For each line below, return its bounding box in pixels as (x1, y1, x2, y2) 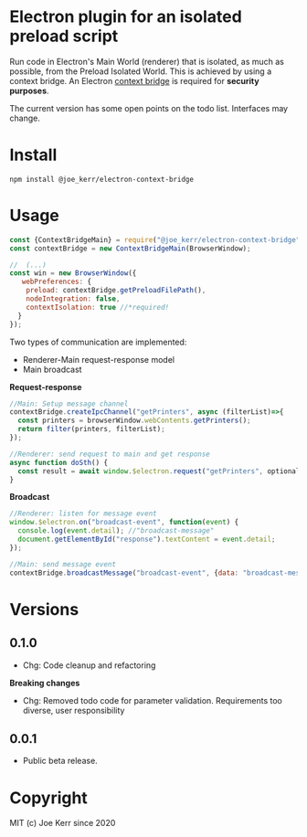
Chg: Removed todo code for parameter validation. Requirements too (22, 694, 283, 705)
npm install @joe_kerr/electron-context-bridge (9, 175, 195, 184)
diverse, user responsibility (22, 705, 125, 715)
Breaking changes (9, 677, 80, 688)
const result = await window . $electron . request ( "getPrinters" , (17, 466, 263, 476)
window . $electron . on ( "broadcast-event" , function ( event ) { (9, 518, 239, 527)
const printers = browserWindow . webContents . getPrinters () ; (17, 416, 251, 426)
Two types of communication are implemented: (9, 336, 187, 347)
